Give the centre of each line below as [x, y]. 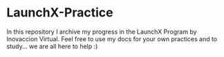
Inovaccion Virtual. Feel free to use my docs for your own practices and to [112, 38]
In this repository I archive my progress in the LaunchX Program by [102, 32]
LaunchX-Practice [60, 13]
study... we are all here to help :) [52, 46]
